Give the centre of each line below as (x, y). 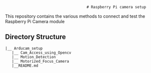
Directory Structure (36, 37)
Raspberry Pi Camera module (35, 21)
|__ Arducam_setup (24, 48)
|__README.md (25, 66)
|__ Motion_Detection (34, 57)
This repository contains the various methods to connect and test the (75, 16)
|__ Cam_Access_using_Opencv (41, 53)
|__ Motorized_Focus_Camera (40, 61)
